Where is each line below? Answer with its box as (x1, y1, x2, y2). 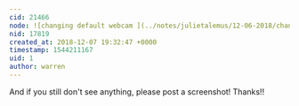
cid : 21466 (9, 12, 50, 22)
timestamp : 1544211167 (9, 46, 93, 55)
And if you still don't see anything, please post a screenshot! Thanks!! (9, 86, 265, 97)
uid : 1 (9, 54, 34, 63)
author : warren (9, 63, 66, 72)
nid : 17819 (9, 29, 50, 38)
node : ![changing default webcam (9, 21, 133, 30)
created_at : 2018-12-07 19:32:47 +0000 (9, 37, 158, 47)
